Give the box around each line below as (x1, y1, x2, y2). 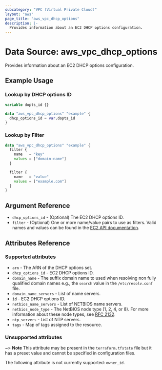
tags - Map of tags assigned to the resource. (12, 322, 102, 328)
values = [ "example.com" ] (14, 179, 67, 184)
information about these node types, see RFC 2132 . (12, 311, 116, 317)
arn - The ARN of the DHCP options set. (12, 265, 93, 270)
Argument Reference (5, 201, 70, 210)
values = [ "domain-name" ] (14, 157, 67, 162)
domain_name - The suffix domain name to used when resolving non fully (12, 275, 156, 281)
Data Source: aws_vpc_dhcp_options (5, 46, 158, 58)
